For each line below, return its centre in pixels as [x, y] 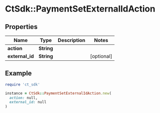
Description [72, 40]
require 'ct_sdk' [23, 85]
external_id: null [28, 102]
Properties [21, 27]
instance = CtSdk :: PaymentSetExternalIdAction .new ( [58, 93]
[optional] [101, 56]
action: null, [24, 98]
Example [18, 73]
